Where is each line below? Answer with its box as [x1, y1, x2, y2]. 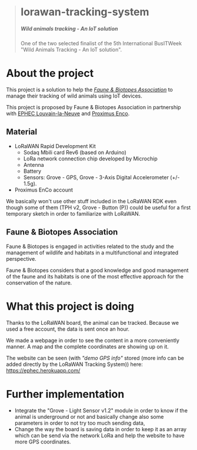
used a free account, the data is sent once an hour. [6, 325, 130, 333]
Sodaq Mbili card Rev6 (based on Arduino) [23, 149, 126, 156]
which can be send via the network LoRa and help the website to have [14, 432, 185, 439]
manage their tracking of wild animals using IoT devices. [6, 92, 142, 99]
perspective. [6, 255, 36, 262]
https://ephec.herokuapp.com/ [6, 367, 81, 374]
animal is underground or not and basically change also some [14, 413, 164, 420]
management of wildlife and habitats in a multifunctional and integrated [6, 249, 179, 256]
